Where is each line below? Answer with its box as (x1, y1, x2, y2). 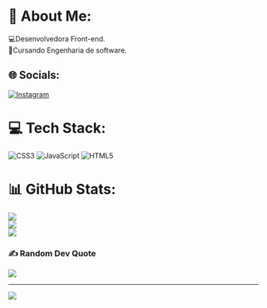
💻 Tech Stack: (8, 119, 106, 137)
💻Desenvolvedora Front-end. (8, 33, 106, 43)
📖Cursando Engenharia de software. (8, 45, 127, 55)
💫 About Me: (8, 7, 92, 25)
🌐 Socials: (8, 68, 60, 82)
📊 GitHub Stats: (8, 180, 117, 198)
